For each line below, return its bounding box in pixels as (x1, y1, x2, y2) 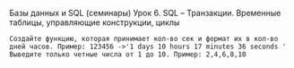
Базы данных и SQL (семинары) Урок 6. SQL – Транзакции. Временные (9, 8, 281, 18)
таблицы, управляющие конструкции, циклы (9, 17, 180, 28)
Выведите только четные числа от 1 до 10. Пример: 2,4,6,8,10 (9, 50, 246, 59)
